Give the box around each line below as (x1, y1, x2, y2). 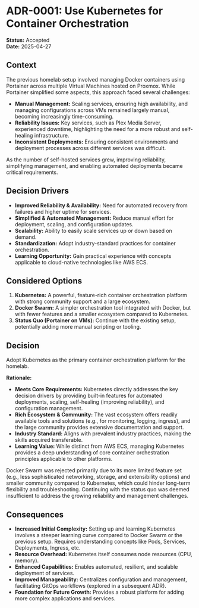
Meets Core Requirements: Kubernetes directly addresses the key (14, 386, 178, 393)
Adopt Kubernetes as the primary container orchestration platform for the (6, 356, 186, 364)
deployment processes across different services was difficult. (14, 144, 166, 151)
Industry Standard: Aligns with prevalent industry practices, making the (14, 430, 191, 437)
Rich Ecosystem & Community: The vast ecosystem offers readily (14, 411, 178, 418)
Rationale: (6, 374, 32, 382)
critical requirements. (6, 169, 58, 176)
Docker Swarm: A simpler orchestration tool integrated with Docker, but (14, 304, 191, 311)
